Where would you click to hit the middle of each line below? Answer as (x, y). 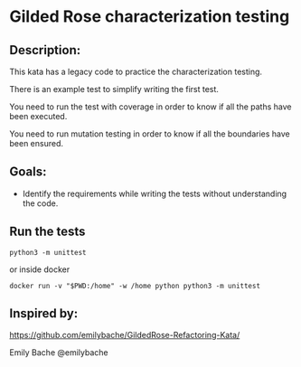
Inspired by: (44, 314)
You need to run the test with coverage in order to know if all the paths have (150, 107)
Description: (45, 50)
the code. (40, 203)
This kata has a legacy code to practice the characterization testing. (136, 71)
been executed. (38, 116)
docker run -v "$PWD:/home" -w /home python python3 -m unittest (135, 286)
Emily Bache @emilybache (59, 353)
